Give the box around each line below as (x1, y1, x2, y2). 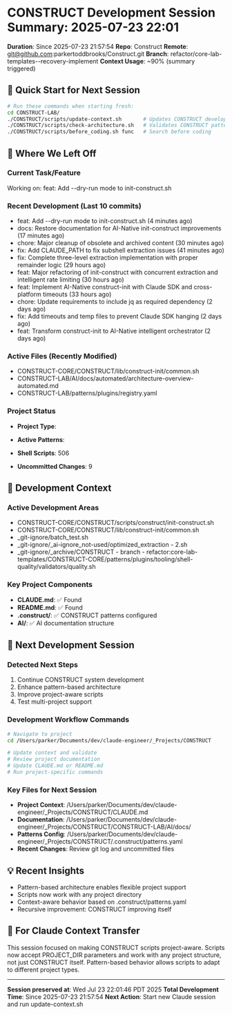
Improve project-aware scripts (17, 690, 104, 699)
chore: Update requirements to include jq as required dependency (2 (17, 298, 213, 306)
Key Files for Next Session (7, 785, 97, 795)
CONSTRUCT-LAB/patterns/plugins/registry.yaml (17, 389, 157, 398)
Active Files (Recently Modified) (7, 351, 117, 361)
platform (17, 290, 41, 298)
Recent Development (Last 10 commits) (7, 201, 142, 211)
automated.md (17, 382, 59, 390)
